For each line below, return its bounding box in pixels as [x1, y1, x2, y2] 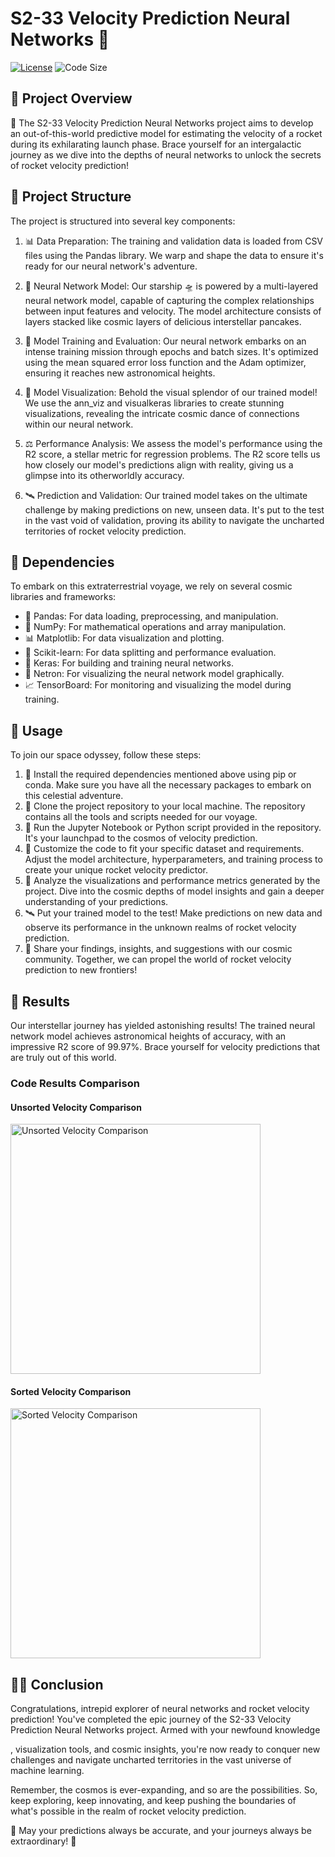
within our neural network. [24, 418, 134, 430]
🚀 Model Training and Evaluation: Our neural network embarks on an [24, 335, 307, 347]
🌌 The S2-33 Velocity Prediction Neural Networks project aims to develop [10, 117, 314, 129]
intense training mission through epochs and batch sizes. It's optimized [24, 345, 319, 357]
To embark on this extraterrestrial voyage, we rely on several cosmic [10, 580, 293, 592]
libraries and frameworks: [10, 591, 117, 603]
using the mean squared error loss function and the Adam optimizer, [24, 356, 307, 368]
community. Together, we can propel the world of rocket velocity [24, 953, 292, 966]
